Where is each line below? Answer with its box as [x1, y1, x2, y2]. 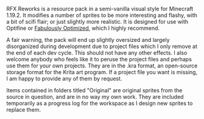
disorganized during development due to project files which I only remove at [6, 42, 198, 50]
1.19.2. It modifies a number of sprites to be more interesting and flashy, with [6, 12, 198, 19]
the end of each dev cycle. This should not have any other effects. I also [6, 49, 188, 56]
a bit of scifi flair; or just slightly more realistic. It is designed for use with [6, 18, 189, 25]
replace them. [6, 106, 41, 113]
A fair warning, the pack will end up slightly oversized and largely [6, 36, 170, 43]
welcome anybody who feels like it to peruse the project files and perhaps [6, 56, 192, 63]
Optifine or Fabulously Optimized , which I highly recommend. [6, 24, 160, 32]
